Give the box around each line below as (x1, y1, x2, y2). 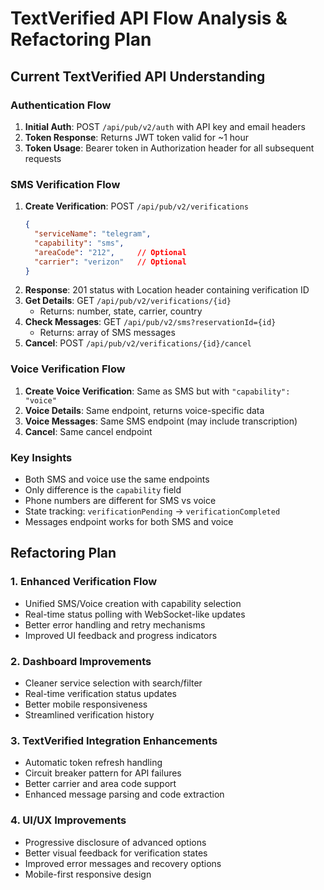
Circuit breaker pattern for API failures (24, 767, 182, 779)
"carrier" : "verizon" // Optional (34, 257, 187, 267)
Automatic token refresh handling (24, 757, 163, 769)
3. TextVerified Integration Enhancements (10, 733, 218, 747)
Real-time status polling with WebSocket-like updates (24, 608, 246, 620)
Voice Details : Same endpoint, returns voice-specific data (24, 404, 265, 416)
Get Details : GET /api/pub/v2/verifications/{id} (24, 295, 232, 307)
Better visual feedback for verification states (24, 847, 208, 859)
